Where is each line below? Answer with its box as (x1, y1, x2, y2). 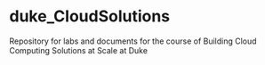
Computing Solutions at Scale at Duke (9, 45, 149, 55)
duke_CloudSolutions (9, 6, 171, 27)
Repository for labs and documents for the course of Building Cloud (9, 36, 257, 46)
